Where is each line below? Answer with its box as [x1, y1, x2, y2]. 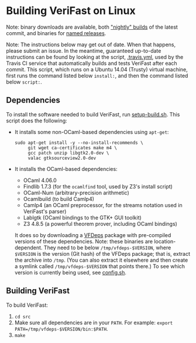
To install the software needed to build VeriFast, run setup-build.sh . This [6, 111, 180, 118]
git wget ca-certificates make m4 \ [27, 145, 117, 150]
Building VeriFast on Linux [6, 4, 136, 18]
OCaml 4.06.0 [23, 177, 57, 184]
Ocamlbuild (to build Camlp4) [23, 195, 95, 203]
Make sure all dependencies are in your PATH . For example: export [14, 319, 173, 326]
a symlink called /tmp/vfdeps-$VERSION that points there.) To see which [14, 262, 185, 270]
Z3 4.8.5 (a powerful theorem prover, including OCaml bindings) [23, 220, 177, 227]
